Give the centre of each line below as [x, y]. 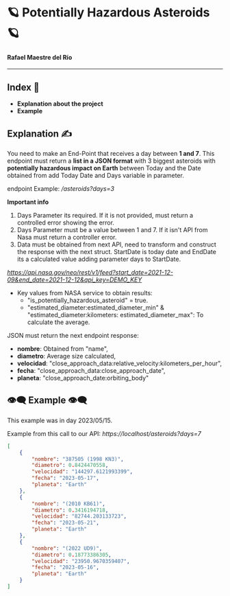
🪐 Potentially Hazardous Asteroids [108, 13]
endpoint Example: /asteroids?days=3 [61, 189]
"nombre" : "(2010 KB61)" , [69, 504]
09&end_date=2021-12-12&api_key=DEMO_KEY [75, 280]
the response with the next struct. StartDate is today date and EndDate [117, 252]
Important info [28, 202]
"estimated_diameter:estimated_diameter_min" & [95, 308]
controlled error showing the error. [66, 222]
